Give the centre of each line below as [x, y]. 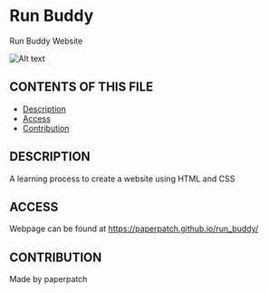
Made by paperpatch [48, 279]
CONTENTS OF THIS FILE [81, 87]
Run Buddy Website [46, 41]
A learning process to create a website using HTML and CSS [122, 179]
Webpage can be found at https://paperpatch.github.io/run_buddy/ [134, 229]
